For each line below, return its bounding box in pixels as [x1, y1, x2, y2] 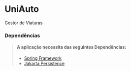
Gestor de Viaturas [4, 20, 43, 26]
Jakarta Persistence [24, 61, 65, 67]
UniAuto [4, 3, 39, 15]
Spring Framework [24, 55, 62, 61]
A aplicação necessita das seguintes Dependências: [16, 44, 127, 50]
